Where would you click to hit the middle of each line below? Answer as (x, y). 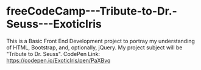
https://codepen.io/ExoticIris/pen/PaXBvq (58, 60)
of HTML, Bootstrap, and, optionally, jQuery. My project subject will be (94, 47)
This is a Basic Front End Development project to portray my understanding (100, 41)
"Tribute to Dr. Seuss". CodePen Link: (53, 54)
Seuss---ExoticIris (54, 24)
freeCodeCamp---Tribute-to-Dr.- (92, 11)
